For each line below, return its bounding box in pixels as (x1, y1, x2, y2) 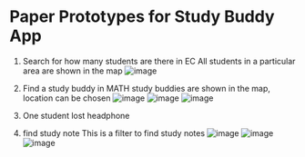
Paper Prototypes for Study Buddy (9, 6, 275, 27)
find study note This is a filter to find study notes (22, 127, 206, 138)
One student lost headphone (22, 110, 130, 121)
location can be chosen (22, 93, 111, 103)
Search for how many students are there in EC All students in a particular (22, 55, 296, 66)
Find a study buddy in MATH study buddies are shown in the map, (22, 83, 271, 93)
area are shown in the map (22, 65, 123, 76)
